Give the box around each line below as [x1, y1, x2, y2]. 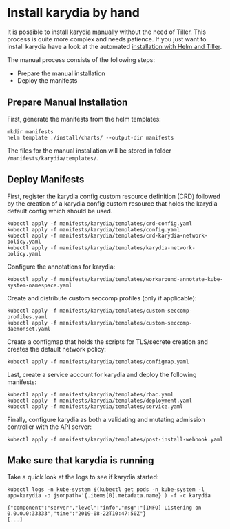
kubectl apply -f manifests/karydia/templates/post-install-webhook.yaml [7, 436, 224, 443]
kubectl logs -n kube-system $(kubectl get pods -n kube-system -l [7, 486, 205, 493]
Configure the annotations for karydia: [7, 262, 116, 271]
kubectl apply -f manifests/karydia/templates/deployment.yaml [7, 397, 193, 404]
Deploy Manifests [7, 174, 85, 186]
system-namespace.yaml [7, 282, 72, 289]
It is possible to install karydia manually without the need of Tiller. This [7, 28, 207, 36]
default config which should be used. [7, 206, 113, 215]
